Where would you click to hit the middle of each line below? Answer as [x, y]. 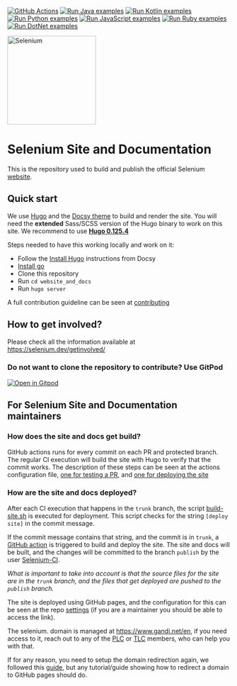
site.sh [17, 516]
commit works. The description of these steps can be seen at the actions [114, 467]
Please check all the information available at [71, 342]
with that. [21, 646]
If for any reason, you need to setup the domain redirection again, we [108, 660]
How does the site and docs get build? [74, 437]
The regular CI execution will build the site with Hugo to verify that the [109, 459]
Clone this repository [48, 274]
